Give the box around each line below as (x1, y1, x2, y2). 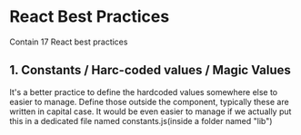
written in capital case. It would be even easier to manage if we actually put (9, 106, 292, 117)
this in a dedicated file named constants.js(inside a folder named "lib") (9, 115, 273, 126)
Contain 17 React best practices (9, 36, 128, 47)
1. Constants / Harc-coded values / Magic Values (9, 63, 291, 78)
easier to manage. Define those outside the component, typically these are (9, 96, 289, 107)
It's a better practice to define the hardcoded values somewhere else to (9, 86, 278, 97)
